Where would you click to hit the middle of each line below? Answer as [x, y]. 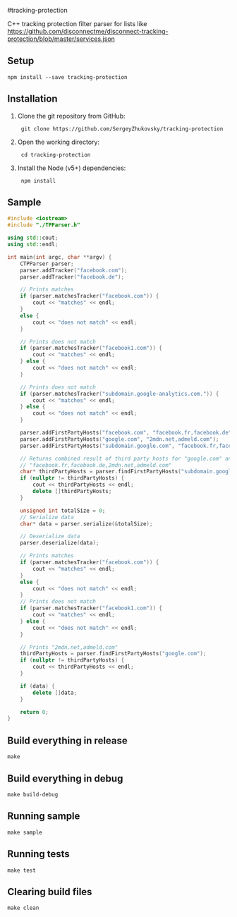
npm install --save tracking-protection [68, 77]
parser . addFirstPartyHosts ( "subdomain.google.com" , [97, 446]
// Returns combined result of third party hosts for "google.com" [121, 458]
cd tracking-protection [56, 154]
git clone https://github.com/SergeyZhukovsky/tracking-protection [122, 129]
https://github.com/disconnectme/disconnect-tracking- [88, 31]
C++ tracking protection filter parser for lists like [77, 24]
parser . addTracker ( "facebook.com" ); [74, 270]
